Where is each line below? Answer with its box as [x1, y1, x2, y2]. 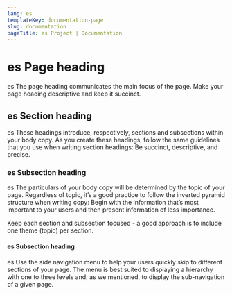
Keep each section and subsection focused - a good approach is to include [7, 219, 222, 228]
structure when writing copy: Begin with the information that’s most [7, 199, 199, 207]
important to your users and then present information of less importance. [7, 205, 215, 214]
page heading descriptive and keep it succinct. [7, 90, 141, 98]
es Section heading [7, 110, 92, 121]
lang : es [7, 10, 33, 17]
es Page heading [7, 60, 105, 75]
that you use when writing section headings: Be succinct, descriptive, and [7, 143, 218, 151]
